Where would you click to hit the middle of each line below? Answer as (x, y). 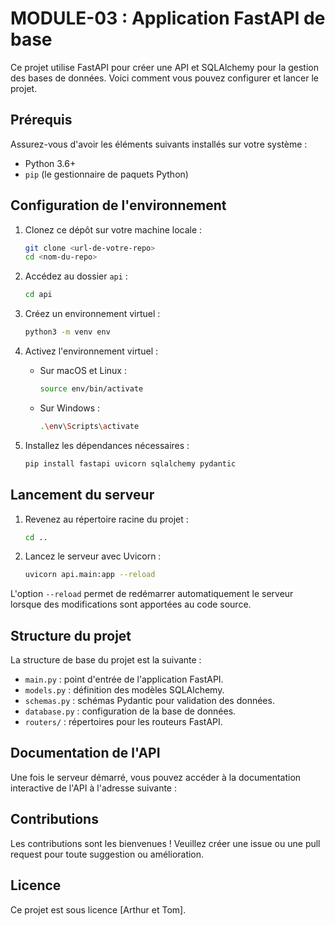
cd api (38, 295)
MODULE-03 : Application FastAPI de (168, 18)
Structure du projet (71, 635)
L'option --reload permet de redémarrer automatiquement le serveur (152, 594)
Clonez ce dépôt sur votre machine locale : (113, 229)
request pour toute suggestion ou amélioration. (107, 854)
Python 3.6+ (50, 163)
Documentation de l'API (85, 753)
